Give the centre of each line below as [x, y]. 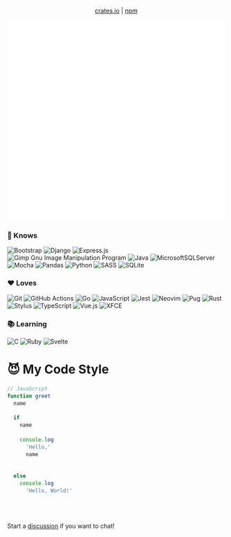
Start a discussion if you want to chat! [61, 526]
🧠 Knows [22, 235]
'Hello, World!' [49, 491]
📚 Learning [27, 323]
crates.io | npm [116, 11]
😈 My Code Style [58, 369]
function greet [29, 396]
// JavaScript [28, 388]
